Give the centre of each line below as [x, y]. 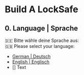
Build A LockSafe [41, 9]
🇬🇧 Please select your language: [40, 46]
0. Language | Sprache [41, 28]
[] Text [19, 67]
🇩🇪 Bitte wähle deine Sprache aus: [42, 40]
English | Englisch [31, 62]
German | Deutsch [31, 56]
